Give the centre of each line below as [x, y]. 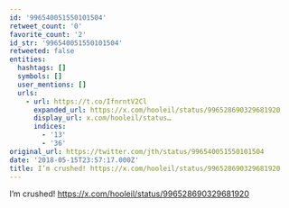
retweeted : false [42, 51]
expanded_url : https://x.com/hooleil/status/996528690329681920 [157, 110]
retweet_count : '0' [46, 26]
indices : [50, 127]
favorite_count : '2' [48, 34]
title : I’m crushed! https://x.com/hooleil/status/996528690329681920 [145, 168]
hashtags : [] [42, 68]
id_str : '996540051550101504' [66, 43]
